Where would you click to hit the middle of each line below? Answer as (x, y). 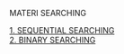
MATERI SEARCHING (48, 13)
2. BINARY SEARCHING (53, 40)
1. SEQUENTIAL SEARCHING (62, 30)
